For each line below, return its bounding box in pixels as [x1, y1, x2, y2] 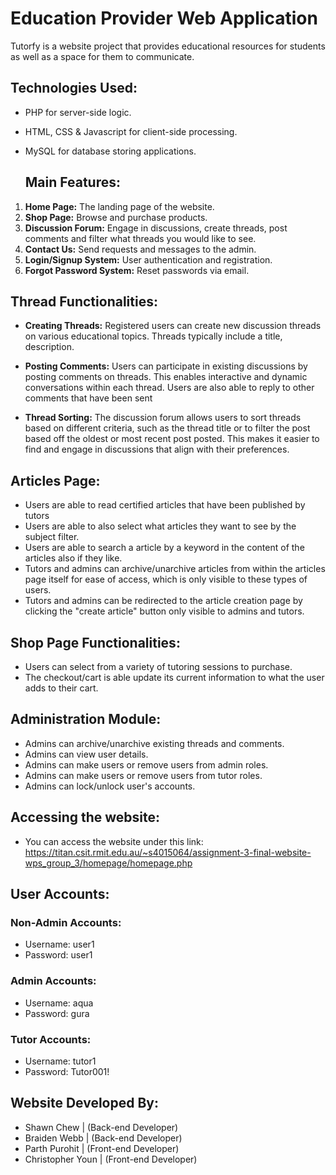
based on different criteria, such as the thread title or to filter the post [24, 422, 311, 434]
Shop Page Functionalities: [10, 634, 181, 651]
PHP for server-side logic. [24, 106, 132, 118]
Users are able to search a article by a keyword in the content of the [24, 542, 305, 554]
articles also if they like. [24, 552, 123, 564]
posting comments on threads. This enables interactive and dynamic [24, 371, 308, 383]
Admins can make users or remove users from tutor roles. [24, 769, 263, 781]
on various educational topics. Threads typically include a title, [24, 330, 283, 342]
